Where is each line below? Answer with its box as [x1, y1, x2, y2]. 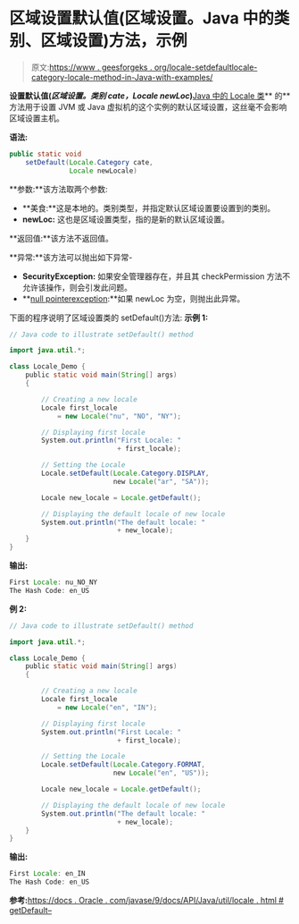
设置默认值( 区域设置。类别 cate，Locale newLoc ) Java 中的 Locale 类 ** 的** [9, 90, 291, 101]
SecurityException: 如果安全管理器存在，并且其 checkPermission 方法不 [21, 270, 291, 282]
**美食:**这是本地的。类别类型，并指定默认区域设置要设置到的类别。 [21, 202, 275, 213]
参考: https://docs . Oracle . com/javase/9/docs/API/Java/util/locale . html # [9, 895, 284, 906]
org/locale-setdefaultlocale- [154, 62, 258, 72]
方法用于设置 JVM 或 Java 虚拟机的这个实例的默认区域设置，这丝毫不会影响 [9, 101, 287, 112]
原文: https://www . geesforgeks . [30, 62, 153, 72]
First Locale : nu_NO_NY [9, 578, 98, 587]
